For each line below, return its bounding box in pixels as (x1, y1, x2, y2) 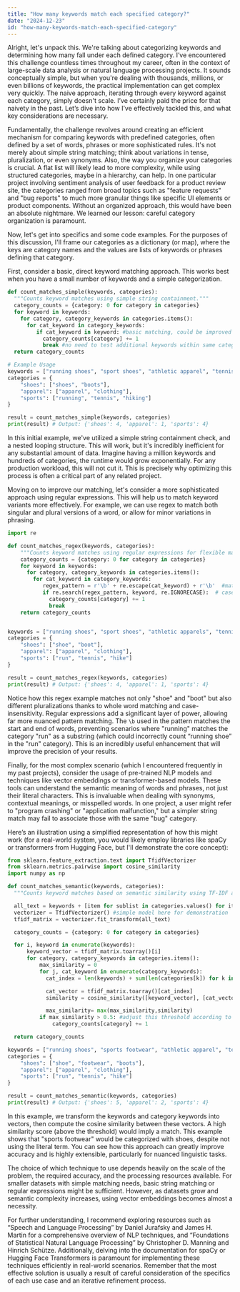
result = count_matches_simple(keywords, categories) (7, 414, 171, 422)
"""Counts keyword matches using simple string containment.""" (14, 295, 209, 302)
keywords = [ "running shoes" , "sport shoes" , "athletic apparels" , (7, 628, 213, 635)
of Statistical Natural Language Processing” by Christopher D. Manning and (7, 1238, 229, 1247)
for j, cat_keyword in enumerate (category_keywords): (39, 968, 203, 975)
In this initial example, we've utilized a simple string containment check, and (7, 434, 231, 442)
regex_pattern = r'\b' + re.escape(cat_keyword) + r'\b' (42, 582, 216, 590)
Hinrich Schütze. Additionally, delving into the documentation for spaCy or (7, 1246, 226, 1254)
